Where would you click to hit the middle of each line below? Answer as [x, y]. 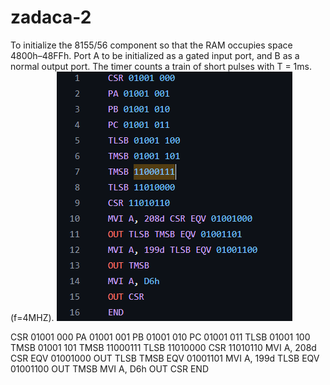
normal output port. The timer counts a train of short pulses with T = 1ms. [161, 66]
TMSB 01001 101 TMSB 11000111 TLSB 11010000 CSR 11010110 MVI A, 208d [163, 347]
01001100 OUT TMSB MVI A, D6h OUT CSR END [109, 368]
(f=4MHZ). [32, 317]
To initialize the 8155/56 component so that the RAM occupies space [151, 45]
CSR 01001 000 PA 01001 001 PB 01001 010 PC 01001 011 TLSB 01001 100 [160, 337]
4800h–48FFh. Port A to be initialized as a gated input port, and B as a [155, 55]
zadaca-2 [51, 17]
